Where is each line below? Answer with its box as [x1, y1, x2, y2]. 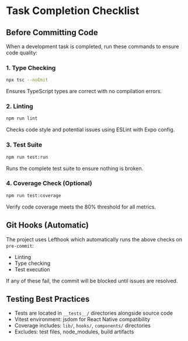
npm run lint [6, 115, 38, 121]
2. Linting [6, 103, 33, 111]
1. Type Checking [6, 63, 56, 71]
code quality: [6, 49, 38, 56]
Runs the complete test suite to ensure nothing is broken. [6, 165, 144, 172]
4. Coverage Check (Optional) [6, 179, 92, 187]
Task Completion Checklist [6, 4, 140, 18]
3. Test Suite [6, 141, 43, 149]
